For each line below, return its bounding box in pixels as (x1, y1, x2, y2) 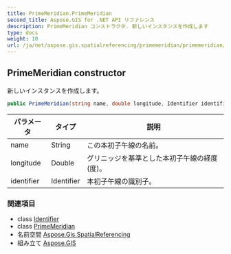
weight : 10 (7, 36, 38, 43)
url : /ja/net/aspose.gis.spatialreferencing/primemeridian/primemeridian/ (7, 42, 226, 49)
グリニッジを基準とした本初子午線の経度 (87, 153, 218, 163)
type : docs (7, 29, 38, 36)
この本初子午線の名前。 (87, 140, 163, 150)
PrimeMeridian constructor (7, 67, 126, 79)
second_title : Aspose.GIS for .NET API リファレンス (7, 16, 155, 23)
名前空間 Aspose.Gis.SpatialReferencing (16, 230, 131, 238)
